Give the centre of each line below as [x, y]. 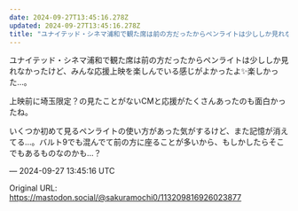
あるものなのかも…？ [63, 153]
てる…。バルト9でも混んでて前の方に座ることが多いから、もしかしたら [139, 142]
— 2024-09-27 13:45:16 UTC [62, 171]
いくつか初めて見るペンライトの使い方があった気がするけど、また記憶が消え [149, 131]
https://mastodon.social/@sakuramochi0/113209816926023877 [125, 198]
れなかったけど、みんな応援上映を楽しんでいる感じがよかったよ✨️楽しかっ [144, 71]
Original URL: [33, 188]
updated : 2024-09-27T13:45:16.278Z [75, 26]
